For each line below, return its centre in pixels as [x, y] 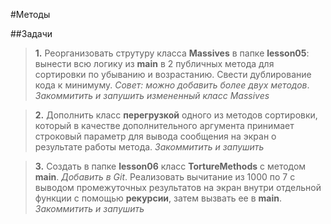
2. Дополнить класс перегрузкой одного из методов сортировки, [176, 115]
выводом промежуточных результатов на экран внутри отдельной [178, 187]
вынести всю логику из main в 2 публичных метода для [154, 63]
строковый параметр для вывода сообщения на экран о [155, 136]
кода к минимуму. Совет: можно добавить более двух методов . [172, 85]
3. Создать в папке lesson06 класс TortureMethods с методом [170, 166]
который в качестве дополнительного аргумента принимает [164, 125]
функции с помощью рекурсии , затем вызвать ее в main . [158, 198]
